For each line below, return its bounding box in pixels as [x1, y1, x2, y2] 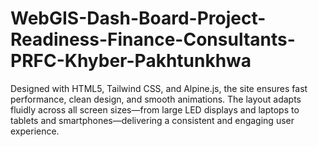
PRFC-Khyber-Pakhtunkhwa [10, 50, 252, 72]
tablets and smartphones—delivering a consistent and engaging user [10, 114, 295, 126]
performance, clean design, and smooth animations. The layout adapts [10, 93, 302, 105]
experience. [10, 125, 60, 137]
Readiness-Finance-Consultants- [10, 28, 296, 51]
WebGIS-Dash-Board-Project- [10, 7, 267, 30]
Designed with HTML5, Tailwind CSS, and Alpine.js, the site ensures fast [10, 82, 308, 94]
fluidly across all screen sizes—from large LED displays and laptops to [10, 103, 300, 116]
